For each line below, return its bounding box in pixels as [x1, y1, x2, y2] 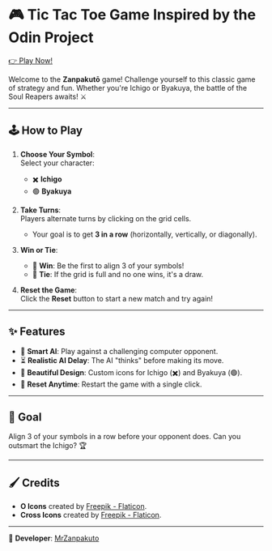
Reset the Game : [19, 284, 78, 295]
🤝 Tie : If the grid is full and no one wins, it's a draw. [32, 269, 204, 279]
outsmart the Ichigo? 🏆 [8, 441, 87, 451]
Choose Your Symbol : [19, 149, 96, 159]
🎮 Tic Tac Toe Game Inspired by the [8, 6, 257, 24]
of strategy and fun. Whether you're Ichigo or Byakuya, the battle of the [8, 83, 248, 92]
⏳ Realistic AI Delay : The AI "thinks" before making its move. [19, 355, 224, 365]
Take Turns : [19, 205, 62, 215]
